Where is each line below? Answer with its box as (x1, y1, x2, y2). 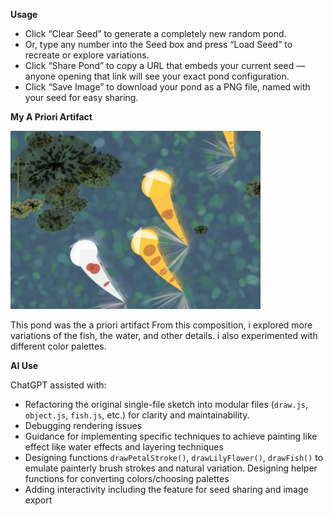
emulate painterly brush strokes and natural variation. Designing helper (24, 462, 318, 474)
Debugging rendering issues (24, 419, 143, 431)
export (24, 494, 53, 506)
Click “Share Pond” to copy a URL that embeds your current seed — (24, 60, 306, 71)
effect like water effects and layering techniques (24, 440, 224, 453)
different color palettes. (10, 340, 107, 352)
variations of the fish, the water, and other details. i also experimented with (10, 329, 318, 341)
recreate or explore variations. (24, 49, 150, 61)
